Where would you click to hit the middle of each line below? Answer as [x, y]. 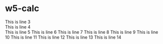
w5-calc [22, 8]
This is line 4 [18, 27]
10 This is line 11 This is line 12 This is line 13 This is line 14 [63, 37]
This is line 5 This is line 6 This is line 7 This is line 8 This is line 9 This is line [82, 32]
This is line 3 [18, 22]
